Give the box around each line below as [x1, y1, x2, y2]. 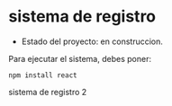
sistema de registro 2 [8, 86, 87, 97]
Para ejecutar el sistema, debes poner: [8, 53, 152, 64]
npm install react [8, 70, 77, 80]
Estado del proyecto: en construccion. [21, 36, 164, 47]
